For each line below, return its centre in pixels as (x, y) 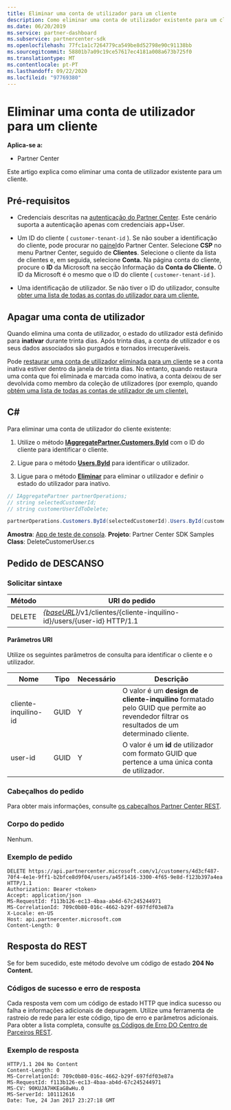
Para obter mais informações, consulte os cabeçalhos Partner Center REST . (114, 807)
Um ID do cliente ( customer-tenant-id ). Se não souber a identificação (117, 238)
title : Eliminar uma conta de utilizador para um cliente (92, 13)
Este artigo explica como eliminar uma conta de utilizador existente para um (114, 172)
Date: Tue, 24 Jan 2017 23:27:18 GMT (61, 1101)
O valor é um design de (161, 691)
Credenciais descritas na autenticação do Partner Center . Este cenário (117, 217)
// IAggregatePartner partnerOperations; (67, 496)
